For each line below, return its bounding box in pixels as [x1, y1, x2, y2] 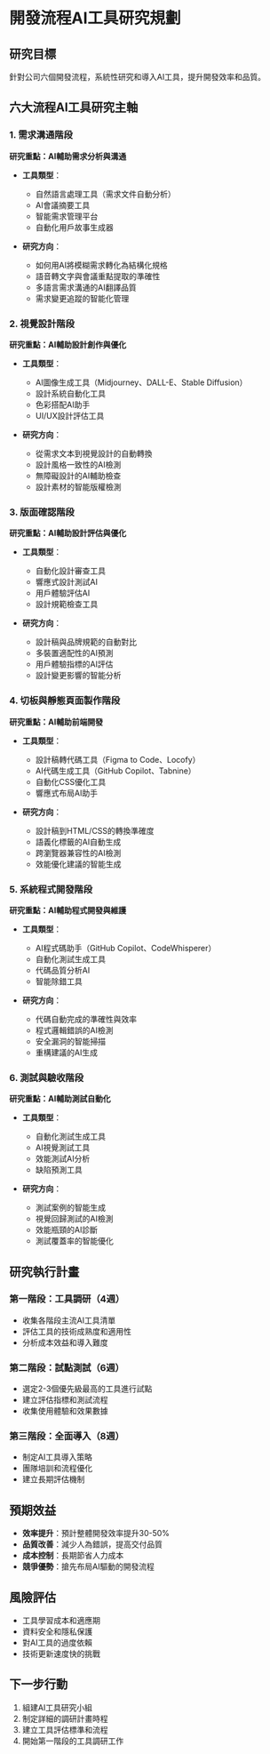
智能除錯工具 [35, 975, 83, 987]
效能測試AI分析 [35, 1153, 91, 1165]
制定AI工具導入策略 [21, 1452, 93, 1462]
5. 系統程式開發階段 [9, 883, 93, 895]
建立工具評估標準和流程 [21, 1724, 108, 1734]
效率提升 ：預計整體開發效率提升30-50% [21, 1528, 171, 1539]
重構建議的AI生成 [35, 1046, 99, 1058]
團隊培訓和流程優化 [21, 1463, 93, 1474]
